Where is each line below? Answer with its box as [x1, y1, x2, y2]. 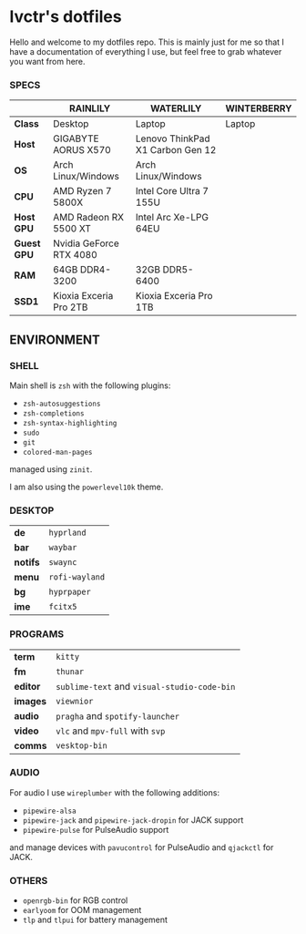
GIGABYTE [53, 132, 99, 145]
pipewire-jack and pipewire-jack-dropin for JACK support [22, 814, 244, 826]
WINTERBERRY [225, 102, 292, 115]
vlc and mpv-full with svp [56, 724, 166, 737]
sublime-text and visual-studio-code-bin [56, 680, 236, 693]
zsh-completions [22, 408, 85, 418]
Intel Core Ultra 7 [135, 185, 209, 198]
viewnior [56, 695, 94, 706]
